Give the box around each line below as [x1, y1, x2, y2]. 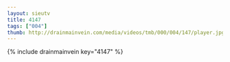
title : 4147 [7, 16, 41, 23]
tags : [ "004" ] [7, 22, 48, 29]
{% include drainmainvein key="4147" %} [7, 48, 124, 56]
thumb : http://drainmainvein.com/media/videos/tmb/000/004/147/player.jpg [7, 29, 225, 36]
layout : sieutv [7, 10, 51, 17]
